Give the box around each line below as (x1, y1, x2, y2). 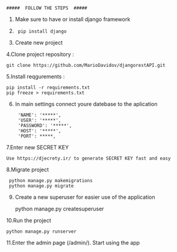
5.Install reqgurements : (6, 73, 65, 80)
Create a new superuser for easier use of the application (14, 194, 155, 201)
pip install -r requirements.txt (6, 84, 90, 90)
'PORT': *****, (17, 133, 56, 139)
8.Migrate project (6, 166, 49, 173)
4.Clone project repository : (6, 51, 74, 58)
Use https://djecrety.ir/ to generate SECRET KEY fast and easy (6, 156, 171, 162)
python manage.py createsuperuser (14, 205, 104, 212)
